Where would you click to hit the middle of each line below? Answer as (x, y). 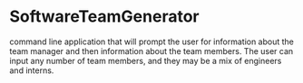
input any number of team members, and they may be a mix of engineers (146, 60)
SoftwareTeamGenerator (104, 17)
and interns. (32, 70)
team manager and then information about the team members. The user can (151, 51)
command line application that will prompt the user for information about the (152, 41)
